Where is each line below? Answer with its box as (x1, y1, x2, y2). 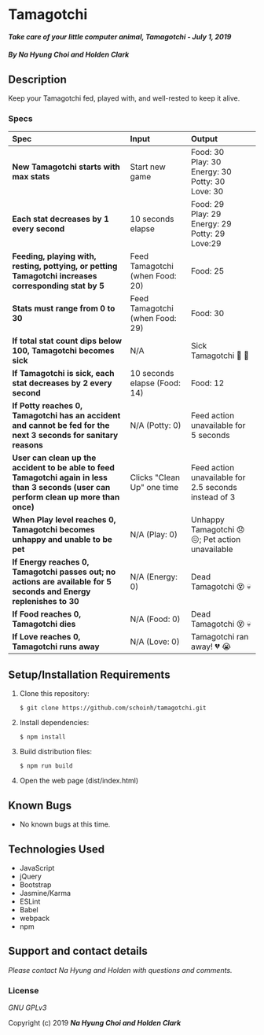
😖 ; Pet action (191, 534, 241, 545)
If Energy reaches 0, (12, 557, 90, 568)
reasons (12, 440, 43, 451)
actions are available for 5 (12, 576, 112, 587)
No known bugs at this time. (19, 820, 111, 829)
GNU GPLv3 (8, 1003, 47, 1012)
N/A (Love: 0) (130, 636, 180, 647)
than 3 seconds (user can (12, 482, 111, 493)
